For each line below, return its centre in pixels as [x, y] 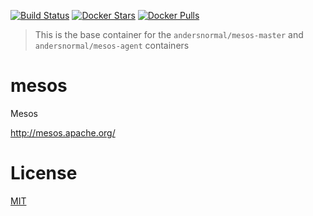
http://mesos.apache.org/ [63, 132]
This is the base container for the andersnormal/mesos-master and [169, 34]
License [44, 173]
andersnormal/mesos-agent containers [112, 45]
